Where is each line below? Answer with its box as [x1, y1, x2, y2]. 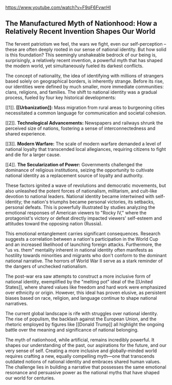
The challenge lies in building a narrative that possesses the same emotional [5, 364, 166, 370]
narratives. [5, 300, 28, 306]
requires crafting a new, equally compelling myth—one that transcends [5, 353, 155, 359]
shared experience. [5, 130, 46, 137]
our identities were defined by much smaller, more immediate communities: [5, 83, 164, 89]
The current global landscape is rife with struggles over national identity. [5, 310, 158, 316]
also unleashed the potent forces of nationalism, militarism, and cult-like [5, 187, 157, 194]
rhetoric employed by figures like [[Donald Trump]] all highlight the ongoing [5, 321, 165, 328]
